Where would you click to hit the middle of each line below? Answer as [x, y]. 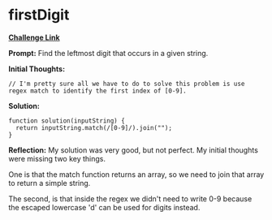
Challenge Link [34, 37]
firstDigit [39, 15]
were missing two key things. [57, 158]
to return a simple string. [50, 183]
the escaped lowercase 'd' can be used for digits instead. [104, 207]
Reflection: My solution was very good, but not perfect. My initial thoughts [133, 150]
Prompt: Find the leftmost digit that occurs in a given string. [108, 53]
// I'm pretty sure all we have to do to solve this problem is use [127, 84]
